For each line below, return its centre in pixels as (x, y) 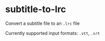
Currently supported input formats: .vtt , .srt (53, 33)
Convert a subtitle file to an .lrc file (43, 23)
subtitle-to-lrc (36, 9)
